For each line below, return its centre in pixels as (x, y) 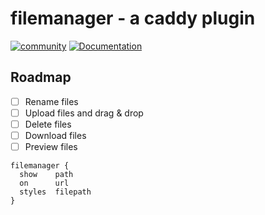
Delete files (48, 124)
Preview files (51, 146)
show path (46, 175)
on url (44, 183)
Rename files (51, 101)
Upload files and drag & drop (84, 113)
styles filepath (55, 192)
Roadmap (41, 77)
